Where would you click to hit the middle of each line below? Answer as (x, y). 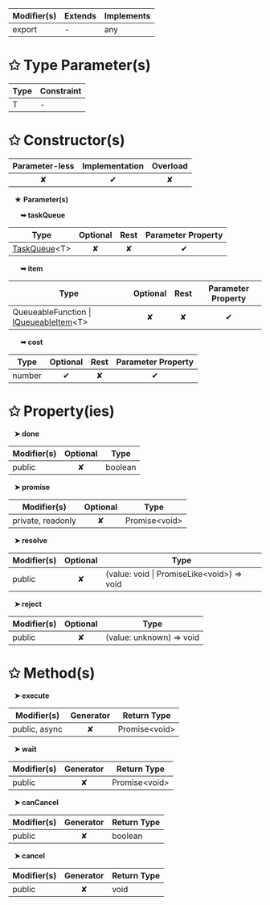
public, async (37, 729)
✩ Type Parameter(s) (80, 66)
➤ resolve (31, 540)
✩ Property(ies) (61, 411)
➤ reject (28, 604)
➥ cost (31, 342)
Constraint (61, 90)
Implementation (113, 166)
